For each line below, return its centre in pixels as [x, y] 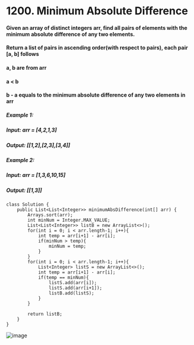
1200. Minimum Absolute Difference [97, 11]
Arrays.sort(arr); [50, 215]
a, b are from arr [26, 67]
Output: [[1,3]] [24, 190]
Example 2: [20, 160]
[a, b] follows [23, 54]
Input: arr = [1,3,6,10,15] [36, 175]
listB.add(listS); [71, 293]
